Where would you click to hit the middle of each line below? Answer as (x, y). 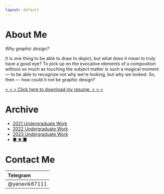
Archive (22, 110)
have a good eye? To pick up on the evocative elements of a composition (81, 64)
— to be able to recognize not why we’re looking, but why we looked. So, (80, 74)
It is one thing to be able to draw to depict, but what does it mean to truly (80, 58)
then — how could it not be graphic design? (50, 79)
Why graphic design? (27, 49)
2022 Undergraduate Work (40, 129)
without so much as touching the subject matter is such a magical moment (82, 69)
